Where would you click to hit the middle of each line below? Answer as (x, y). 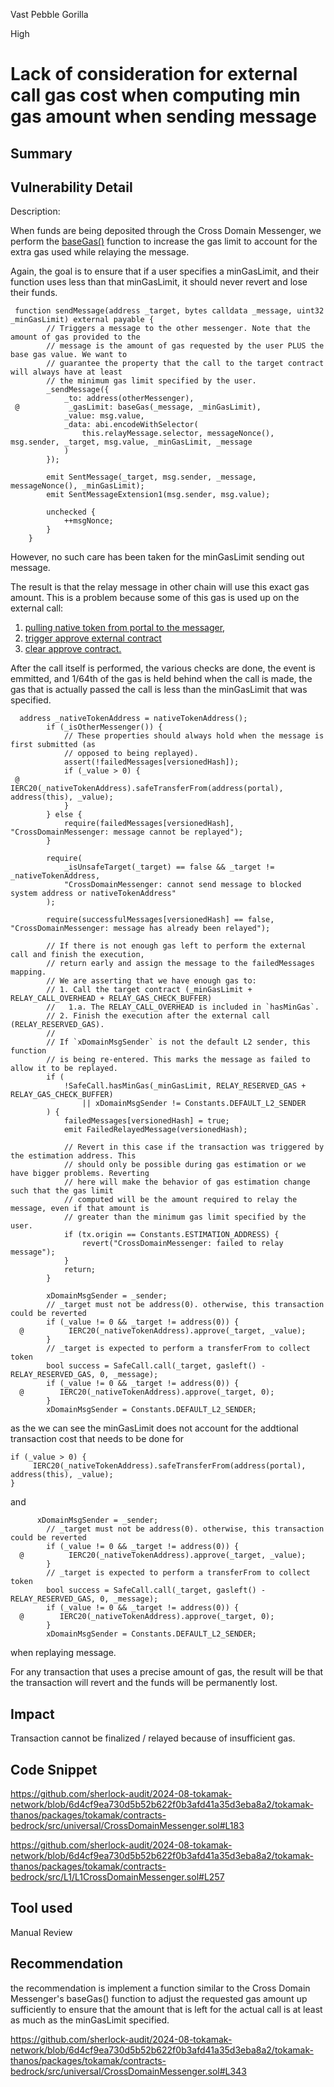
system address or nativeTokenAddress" (93, 894)
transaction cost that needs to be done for (97, 1439)
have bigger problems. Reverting (80, 1174)
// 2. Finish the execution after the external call (158, 1016)
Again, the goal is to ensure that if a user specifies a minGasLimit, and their (165, 271)
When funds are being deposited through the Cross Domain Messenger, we (166, 231)
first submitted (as (53, 745)
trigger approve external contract (93, 638)
